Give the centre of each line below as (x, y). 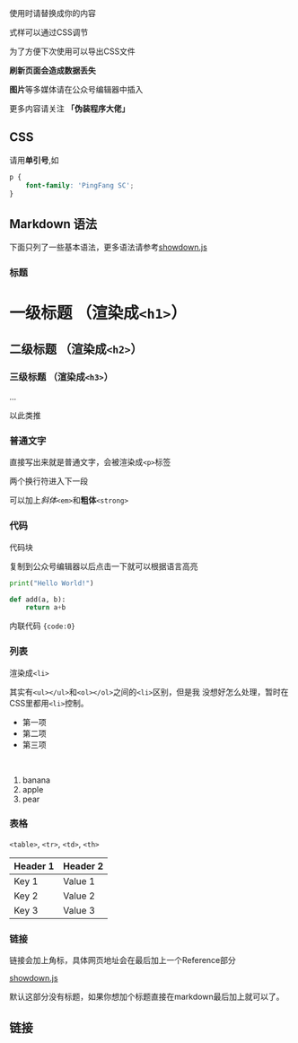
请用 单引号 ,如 (35, 160)
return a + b (46, 608)
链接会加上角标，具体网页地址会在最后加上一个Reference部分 (123, 960)
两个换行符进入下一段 (48, 481)
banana (36, 780)
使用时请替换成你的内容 (53, 13)
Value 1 (79, 881)
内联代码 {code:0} (43, 626)
